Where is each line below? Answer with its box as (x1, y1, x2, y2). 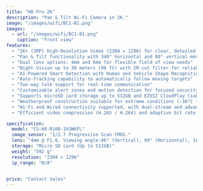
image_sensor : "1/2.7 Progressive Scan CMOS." (11, 132, 131, 138)
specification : (6, 121, 45, 127)
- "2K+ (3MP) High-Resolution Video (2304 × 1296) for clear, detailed (11, 48, 196, 54)
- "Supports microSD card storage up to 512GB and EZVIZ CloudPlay (11, 93, 185, 99)
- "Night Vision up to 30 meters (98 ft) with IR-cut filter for (11, 64, 180, 71)
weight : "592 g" (11, 148, 53, 154)
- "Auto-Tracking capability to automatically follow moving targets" (11, 76, 193, 82)
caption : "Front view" (17, 37, 74, 43)
